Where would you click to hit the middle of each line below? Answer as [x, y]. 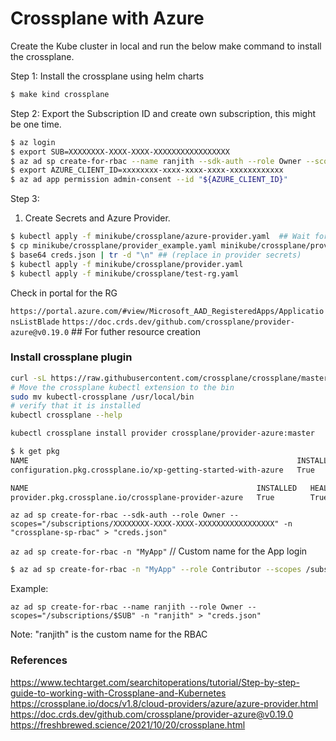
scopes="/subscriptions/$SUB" [73, 616]
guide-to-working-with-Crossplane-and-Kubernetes [118, 693]
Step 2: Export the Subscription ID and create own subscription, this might [163, 113]
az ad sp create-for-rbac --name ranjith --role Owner [127, 607]
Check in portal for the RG [64, 293]
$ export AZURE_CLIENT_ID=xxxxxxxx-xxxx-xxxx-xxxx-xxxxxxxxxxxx [147, 170]
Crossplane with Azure [107, 18]
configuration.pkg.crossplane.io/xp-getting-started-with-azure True [162, 470]
